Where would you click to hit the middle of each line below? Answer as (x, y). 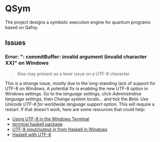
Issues (15, 43)
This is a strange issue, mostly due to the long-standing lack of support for (80, 83)
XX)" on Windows (27, 63)
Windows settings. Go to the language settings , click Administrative (73, 93)
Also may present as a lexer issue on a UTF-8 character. (74, 74)
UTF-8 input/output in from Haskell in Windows (60, 129)
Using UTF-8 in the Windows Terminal (51, 119)
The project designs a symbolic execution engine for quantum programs (78, 22)
